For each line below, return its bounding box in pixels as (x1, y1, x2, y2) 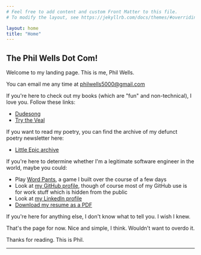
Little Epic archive (14, 146, 59, 154)
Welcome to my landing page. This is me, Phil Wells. (6, 69, 135, 76)
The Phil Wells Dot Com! (6, 53, 98, 63)
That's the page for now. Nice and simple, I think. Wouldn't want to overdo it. (6, 224, 195, 232)
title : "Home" (6, 31, 42, 37)
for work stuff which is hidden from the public (14, 188, 128, 196)
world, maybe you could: (6, 164, 68, 172)
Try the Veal (14, 116, 45, 124)
